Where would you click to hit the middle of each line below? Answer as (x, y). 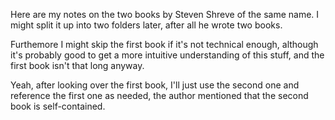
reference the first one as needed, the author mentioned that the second (159, 95)
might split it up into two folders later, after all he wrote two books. (146, 25)
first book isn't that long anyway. (77, 65)
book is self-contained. (58, 106)
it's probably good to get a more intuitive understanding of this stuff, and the (167, 55)
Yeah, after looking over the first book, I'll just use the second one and (155, 85)
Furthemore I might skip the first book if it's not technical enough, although (164, 44)
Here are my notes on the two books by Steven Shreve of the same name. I (165, 14)
